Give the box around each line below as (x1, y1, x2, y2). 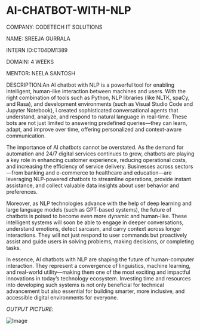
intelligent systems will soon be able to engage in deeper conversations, (6, 219, 184, 226)
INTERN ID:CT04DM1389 (6, 46, 68, 54)
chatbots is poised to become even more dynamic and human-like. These (6, 212, 187, 219)
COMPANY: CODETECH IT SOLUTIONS (6, 23, 103, 30)
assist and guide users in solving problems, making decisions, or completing (6, 237, 194, 245)
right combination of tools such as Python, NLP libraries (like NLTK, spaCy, (6, 94, 190, 101)
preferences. (6, 188, 38, 195)
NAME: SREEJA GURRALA (6, 35, 70, 42)
